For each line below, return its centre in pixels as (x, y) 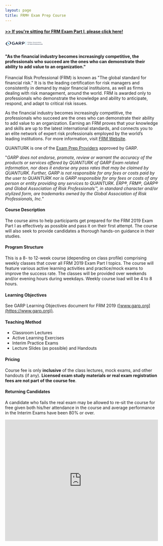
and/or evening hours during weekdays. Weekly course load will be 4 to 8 (79, 278)
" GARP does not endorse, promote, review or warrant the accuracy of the (79, 157)
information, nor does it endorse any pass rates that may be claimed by (77, 168)
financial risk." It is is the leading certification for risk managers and (72, 83)
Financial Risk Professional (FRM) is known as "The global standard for (76, 77)
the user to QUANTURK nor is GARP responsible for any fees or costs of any (81, 178)
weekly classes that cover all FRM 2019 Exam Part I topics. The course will (79, 263)
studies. (13, 236)
